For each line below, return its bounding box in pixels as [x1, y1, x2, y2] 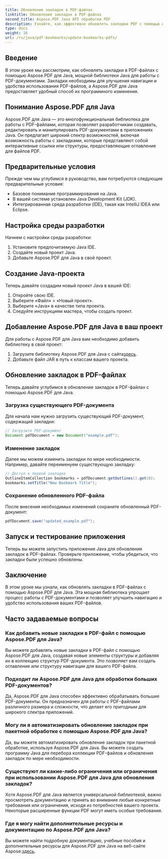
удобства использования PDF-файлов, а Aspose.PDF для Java [5, 83, 138, 89]
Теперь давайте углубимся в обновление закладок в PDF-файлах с [5, 384, 149, 390]
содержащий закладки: [5, 418, 55, 424]
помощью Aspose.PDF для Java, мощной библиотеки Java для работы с [5, 72, 159, 78]
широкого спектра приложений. [5, 709, 74, 715]
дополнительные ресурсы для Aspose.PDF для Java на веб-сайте [5, 843, 146, 849]
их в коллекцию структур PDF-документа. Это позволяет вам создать [5, 658, 156, 664]
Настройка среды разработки [5, 221, 105, 230]
